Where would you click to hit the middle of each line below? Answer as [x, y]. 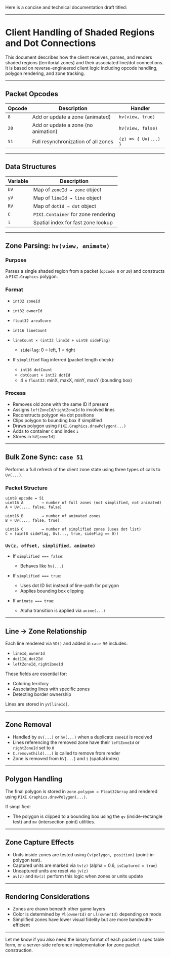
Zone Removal [28, 725]
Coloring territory [31, 684]
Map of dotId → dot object [65, 206]
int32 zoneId [26, 301]
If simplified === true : [37, 576]
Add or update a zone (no [62, 125]
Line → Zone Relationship [46, 631]
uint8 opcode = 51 [25, 498]
